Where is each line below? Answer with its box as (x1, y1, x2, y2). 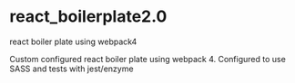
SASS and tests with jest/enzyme (9, 63, 134, 74)
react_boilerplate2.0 (9, 6, 168, 27)
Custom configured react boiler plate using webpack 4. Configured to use (9, 53, 287, 64)
